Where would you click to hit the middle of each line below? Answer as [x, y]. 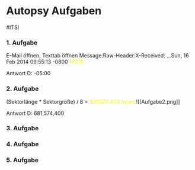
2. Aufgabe [23, 89]
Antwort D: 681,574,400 [35, 113]
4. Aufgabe [23, 145]
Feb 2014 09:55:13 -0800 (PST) [45, 62]
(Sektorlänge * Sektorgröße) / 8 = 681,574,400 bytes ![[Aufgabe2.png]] [93, 101]
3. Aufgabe [23, 129]
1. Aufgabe [22, 43]
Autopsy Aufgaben [54, 11]
